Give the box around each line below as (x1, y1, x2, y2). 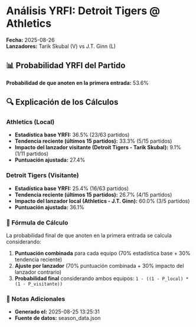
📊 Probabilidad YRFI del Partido (6, 60, 126, 70)
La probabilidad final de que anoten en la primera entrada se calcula (6, 232, 172, 239)
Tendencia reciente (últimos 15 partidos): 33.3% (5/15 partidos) (14, 137, 172, 145)
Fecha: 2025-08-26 (6, 36, 55, 43)
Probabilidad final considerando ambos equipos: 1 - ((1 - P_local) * (14, 275, 189, 282)
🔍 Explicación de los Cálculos (6, 97, 119, 107)
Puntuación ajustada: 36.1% (14, 203, 84, 211)
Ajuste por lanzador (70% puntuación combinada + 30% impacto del (14, 262, 184, 270)
